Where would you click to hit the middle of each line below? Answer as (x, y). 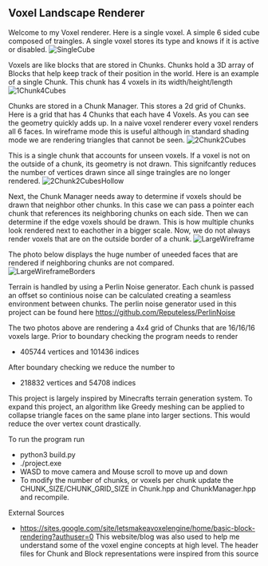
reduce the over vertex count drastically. (75, 424)
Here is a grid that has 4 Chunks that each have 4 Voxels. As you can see (129, 114)
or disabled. (28, 49)
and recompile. (44, 497)
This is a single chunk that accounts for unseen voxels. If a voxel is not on (129, 155)
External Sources (37, 512)
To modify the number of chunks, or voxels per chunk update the (126, 480)
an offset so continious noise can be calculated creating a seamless (120, 295)
